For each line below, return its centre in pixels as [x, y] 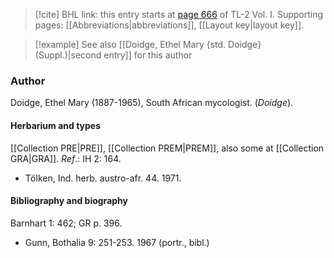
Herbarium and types [56, 125]
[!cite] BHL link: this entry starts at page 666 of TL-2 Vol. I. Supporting [179, 14]
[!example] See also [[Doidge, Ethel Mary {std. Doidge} [148, 44]
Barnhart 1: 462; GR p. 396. [66, 223]
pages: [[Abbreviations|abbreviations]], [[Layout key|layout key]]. [169, 25]
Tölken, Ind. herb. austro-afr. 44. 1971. [103, 178]
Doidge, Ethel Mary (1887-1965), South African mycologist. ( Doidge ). [152, 103]
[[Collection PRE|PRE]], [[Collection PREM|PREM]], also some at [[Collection [167, 148]
